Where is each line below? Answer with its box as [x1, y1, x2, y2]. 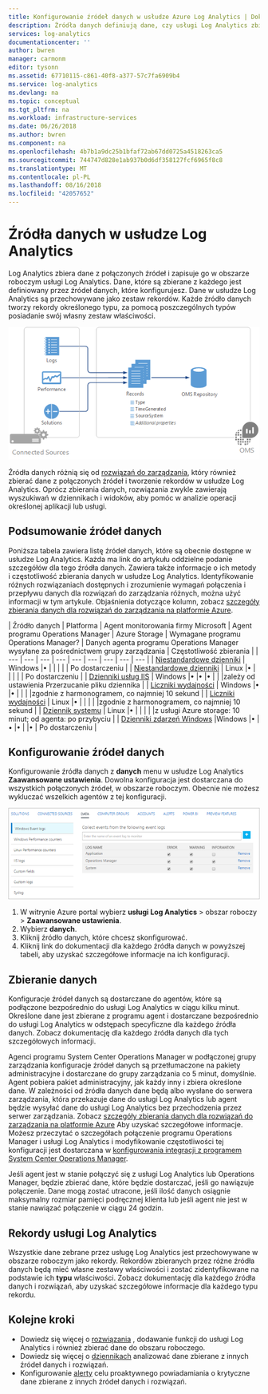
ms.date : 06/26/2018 [8, 122, 77, 131]
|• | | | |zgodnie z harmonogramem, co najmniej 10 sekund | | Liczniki [8, 688, 235, 698]
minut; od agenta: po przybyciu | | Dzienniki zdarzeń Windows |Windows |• [8, 714, 255, 723]
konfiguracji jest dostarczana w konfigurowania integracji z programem [8, 1146, 242, 1155]
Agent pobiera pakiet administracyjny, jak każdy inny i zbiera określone [8, 1078, 242, 1087]
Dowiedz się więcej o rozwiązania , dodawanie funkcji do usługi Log [19, 1334, 244, 1344]
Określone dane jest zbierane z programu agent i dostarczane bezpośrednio [8, 1011, 259, 1021]
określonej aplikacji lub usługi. [8, 501, 108, 511]
